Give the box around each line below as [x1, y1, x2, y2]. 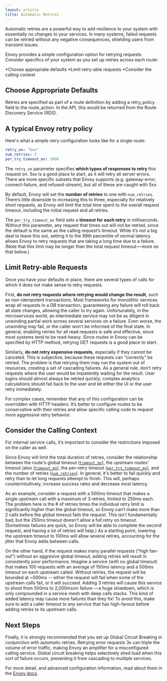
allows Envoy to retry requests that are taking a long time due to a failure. [5, 238, 156, 244]
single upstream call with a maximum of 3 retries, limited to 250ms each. [5, 496, 155, 502]
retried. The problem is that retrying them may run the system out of [5, 359, 146, 365]
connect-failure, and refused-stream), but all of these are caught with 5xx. [5, 181, 158, 187]
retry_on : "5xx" [5, 147, 39, 152]
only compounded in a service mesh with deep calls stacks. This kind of [5, 591, 154, 597]
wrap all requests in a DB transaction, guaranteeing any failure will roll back [5, 302, 160, 308]
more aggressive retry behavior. [5, 412, 71, 418]
